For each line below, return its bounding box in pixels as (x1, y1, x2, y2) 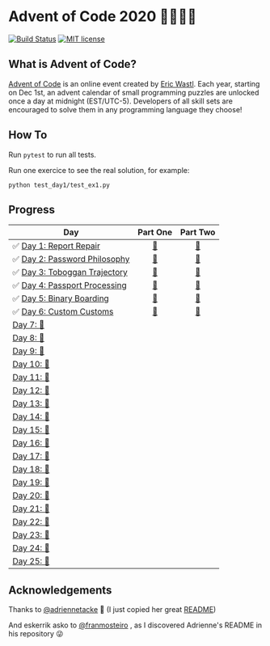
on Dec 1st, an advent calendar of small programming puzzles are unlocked (8, 87, 259, 97)
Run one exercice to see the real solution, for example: (8, 165, 190, 175)
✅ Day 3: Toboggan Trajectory (12, 267, 128, 278)
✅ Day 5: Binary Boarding (12, 293, 109, 304)
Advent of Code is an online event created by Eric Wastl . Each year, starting (8, 78, 260, 88)
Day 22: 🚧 (12, 517, 50, 528)
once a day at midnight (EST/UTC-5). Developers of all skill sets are (8, 96, 233, 106)
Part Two (180, 226, 216, 238)
